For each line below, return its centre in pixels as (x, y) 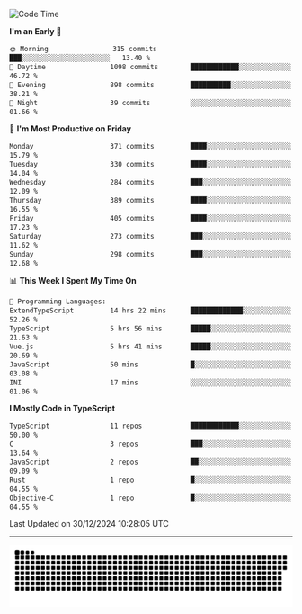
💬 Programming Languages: (58, 302)
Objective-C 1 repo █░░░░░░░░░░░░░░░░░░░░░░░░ (151, 498)
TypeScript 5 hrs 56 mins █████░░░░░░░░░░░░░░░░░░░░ (151, 329)
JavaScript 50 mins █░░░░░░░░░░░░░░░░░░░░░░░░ (151, 365)
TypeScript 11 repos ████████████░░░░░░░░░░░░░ (151, 426)
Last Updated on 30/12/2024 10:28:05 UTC (89, 524)
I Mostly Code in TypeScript (62, 408)
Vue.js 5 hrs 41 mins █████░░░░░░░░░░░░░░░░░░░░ (151, 347)
